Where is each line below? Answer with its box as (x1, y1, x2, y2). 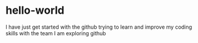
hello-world (5, 4, 65, 17)
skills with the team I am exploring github (5, 29, 106, 36)
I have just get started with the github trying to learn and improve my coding (5, 23, 192, 30)
